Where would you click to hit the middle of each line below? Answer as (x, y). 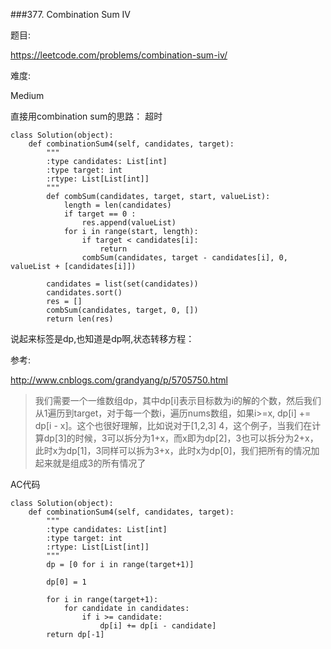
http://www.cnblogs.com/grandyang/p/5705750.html (119, 380)
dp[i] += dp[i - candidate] (158, 626)
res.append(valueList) (129, 223)
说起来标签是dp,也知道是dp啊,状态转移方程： (102, 338)
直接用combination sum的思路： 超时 (86, 116)
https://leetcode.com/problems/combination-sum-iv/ (119, 55)
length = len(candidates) (117, 205)
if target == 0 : (100, 214)
